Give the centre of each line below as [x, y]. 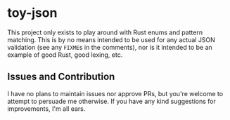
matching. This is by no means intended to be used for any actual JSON [111, 39]
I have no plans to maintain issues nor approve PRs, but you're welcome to [115, 93]
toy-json [32, 13]
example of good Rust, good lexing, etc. [65, 55]
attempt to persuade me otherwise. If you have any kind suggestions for [112, 101]
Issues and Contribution [61, 77]
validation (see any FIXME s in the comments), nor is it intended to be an [110, 47]
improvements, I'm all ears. [46, 108]
